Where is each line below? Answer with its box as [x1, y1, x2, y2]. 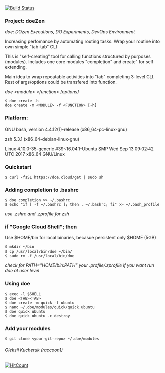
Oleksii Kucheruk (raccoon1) [5, 347, 63, 353]
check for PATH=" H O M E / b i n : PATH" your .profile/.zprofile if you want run [5, 262, 155, 268]
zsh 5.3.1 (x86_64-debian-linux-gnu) [5, 136, 80, 142]
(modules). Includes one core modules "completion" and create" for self [5, 59, 154, 65]
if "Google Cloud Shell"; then [5, 223, 77, 230]
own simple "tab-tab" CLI [5, 44, 57, 50]
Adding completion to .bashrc [5, 186, 79, 193]
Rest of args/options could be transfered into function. [5, 79, 117, 85]
